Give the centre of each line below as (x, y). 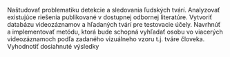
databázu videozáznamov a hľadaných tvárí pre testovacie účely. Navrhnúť (114, 24)
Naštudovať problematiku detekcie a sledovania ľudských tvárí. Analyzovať (114, 10)
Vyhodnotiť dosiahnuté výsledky (53, 46)
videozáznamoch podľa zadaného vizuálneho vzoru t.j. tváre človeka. (106, 39)
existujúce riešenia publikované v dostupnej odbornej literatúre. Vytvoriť (110, 17)
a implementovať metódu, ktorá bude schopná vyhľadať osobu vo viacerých (115, 32)
